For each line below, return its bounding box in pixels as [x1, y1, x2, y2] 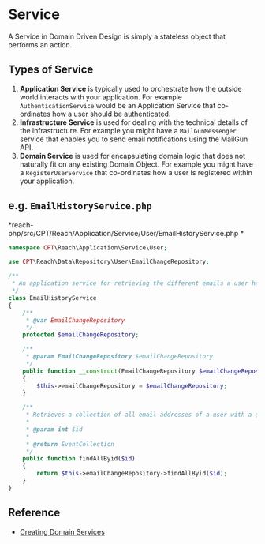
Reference [8, 506, 61, 520]
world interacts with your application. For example [19, 92, 183, 102]
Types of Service [8, 63, 94, 77]
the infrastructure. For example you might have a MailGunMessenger [19, 126, 237, 135]
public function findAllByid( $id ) [22, 455, 136, 463]
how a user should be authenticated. [52, 109, 171, 118]
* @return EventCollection [25, 440, 114, 448]
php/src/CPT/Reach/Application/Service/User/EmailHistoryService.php [8, 228, 239, 238]
